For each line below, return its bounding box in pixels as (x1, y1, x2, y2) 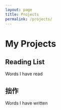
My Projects (5, 38, 56, 49)
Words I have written (5, 100, 48, 106)
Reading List (5, 58, 45, 66)
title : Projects (5, 12, 39, 17)
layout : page (5, 7, 32, 12)
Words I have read (5, 71, 43, 77)
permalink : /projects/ (5, 16, 52, 21)
